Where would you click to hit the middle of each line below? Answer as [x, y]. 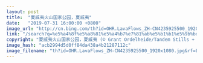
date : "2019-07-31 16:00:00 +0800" [54, 23]
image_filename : [27, 51]
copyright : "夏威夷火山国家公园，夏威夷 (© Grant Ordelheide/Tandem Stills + [101, 40]
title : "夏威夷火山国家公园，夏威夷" [49, 17]
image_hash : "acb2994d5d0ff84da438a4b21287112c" [69, 46]
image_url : [20, 28]
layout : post [23, 12]
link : [13, 34]
